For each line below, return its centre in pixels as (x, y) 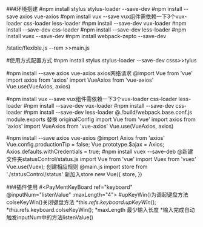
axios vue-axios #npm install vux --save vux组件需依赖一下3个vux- (103, 16)
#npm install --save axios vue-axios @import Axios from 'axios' (86, 138)
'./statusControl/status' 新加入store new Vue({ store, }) (74, 174)
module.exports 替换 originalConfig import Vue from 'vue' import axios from (101, 119)
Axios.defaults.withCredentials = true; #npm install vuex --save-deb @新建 (100, 151)
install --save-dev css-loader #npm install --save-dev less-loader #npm (96, 30)
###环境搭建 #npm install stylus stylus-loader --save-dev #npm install (94, 9)
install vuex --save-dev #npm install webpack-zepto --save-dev (86, 36)
